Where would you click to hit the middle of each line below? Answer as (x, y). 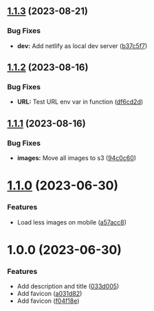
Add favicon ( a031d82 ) (49, 294)
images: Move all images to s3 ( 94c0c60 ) (76, 158)
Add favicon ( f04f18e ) (48, 301)
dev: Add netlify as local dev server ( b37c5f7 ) (82, 46)
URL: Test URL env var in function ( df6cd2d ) (80, 102)
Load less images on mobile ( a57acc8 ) (72, 222)
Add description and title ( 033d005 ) (68, 286)
